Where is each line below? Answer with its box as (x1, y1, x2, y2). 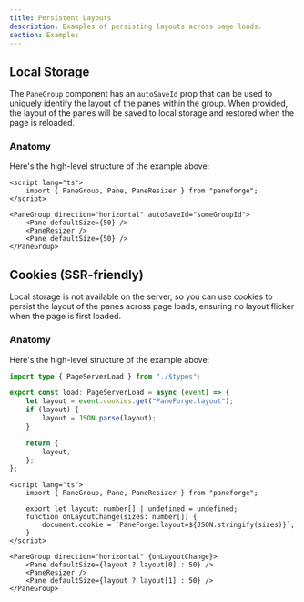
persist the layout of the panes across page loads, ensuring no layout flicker (9, 301, 295, 312)
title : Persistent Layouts (9, 13, 112, 23)
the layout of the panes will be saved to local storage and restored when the (9, 108, 294, 119)
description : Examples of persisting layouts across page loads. (9, 22, 262, 31)
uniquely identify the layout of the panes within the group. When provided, (9, 98, 289, 109)
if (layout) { (25, 405, 79, 415)
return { (25, 439, 59, 448)
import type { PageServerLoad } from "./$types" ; (9, 371, 202, 381)
